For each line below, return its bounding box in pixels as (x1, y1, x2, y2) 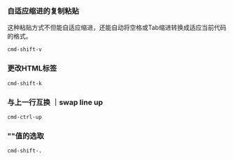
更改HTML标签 (7, 64, 57, 73)
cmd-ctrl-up (7, 113, 42, 120)
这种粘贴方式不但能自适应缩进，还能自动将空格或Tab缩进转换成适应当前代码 (7, 23, 227, 32)
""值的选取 (7, 131, 44, 140)
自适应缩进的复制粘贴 (7, 6, 79, 15)
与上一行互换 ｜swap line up (7, 97, 104, 107)
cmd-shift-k (7, 80, 42, 87)
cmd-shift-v (7, 46, 42, 53)
